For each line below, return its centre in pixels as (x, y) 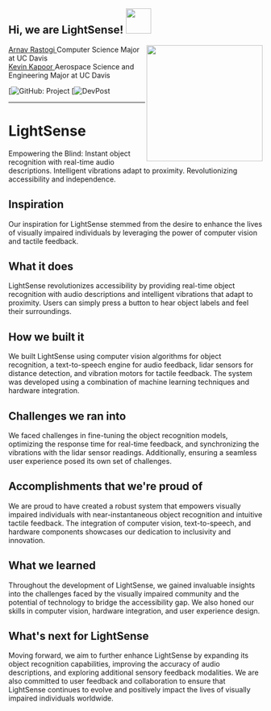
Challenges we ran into (67, 416)
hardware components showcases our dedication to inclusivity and (120, 531)
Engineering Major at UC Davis (59, 75)
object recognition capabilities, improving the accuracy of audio (114, 664)
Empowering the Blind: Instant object (69, 153)
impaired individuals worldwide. (61, 698)
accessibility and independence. (62, 179)
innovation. (27, 540)
